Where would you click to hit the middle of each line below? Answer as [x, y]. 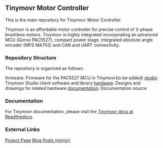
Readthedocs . [19, 117]
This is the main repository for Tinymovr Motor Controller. [64, 20]
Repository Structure [31, 57]
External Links [23, 129]
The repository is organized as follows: [45, 69]
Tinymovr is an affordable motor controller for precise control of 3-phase [79, 29]
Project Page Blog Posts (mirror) [38, 140]
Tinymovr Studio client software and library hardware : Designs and [73, 83]
